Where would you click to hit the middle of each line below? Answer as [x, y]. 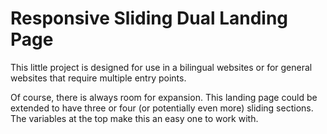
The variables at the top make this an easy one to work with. [134, 118]
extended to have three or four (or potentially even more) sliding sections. [162, 108]
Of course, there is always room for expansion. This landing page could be [164, 97]
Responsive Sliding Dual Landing [149, 18]
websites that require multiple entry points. [98, 78]
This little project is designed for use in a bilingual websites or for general [161, 67]
